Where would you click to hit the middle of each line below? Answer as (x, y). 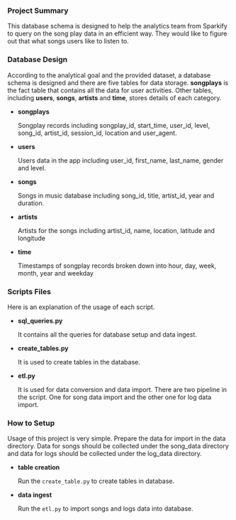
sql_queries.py (40, 320)
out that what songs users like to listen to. (68, 41)
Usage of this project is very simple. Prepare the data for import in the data (117, 438)
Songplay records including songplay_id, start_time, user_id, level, (114, 125)
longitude (32, 238)
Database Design (38, 60)
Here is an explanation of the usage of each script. (81, 307)
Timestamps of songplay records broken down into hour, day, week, (117, 266)
